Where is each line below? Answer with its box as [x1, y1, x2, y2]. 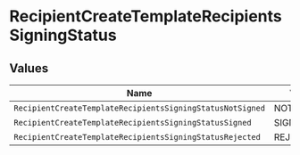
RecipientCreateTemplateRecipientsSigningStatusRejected [13, 132, 261, 142]
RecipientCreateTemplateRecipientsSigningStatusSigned [13, 118, 252, 127]
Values [9, 61, 49, 76]
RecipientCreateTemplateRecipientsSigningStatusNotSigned [13, 103, 266, 113]
